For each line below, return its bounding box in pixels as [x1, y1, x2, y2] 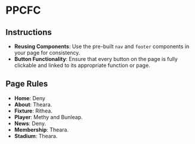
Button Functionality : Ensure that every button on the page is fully [14, 56, 178, 62]
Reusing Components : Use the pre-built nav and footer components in [14, 43, 190, 50]
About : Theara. [14, 101, 52, 108]
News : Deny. [14, 120, 46, 127]
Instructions [5, 27, 52, 37]
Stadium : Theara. [14, 132, 58, 139]
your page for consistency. [14, 49, 81, 56]
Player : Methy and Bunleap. [14, 113, 83, 120]
